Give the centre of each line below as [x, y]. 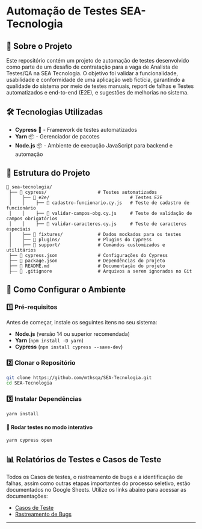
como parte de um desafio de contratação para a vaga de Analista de [92, 67]
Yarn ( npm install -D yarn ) [49, 341]
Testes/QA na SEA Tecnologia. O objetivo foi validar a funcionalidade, [92, 73]
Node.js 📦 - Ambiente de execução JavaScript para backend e [94, 145]
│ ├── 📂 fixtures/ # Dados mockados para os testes [95, 234]
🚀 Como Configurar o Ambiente [66, 290]
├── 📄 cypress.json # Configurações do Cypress [88, 255]
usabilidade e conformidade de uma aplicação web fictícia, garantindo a [96, 80]
